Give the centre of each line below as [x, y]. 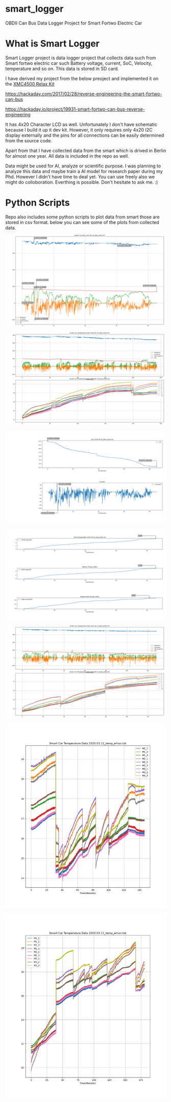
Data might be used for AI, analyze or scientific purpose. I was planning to [83, 166]
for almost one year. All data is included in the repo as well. [67, 156]
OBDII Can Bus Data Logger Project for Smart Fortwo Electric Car [74, 23]
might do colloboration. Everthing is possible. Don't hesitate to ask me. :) [82, 182]
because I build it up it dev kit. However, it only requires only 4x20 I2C [79, 130]
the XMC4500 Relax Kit [30, 84]
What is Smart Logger [52, 44]
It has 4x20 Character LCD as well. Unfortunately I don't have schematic [81, 124]
